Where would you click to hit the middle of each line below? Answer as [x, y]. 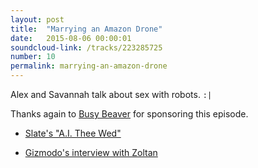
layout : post [37, 19]
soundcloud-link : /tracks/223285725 [86, 47]
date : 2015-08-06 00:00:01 [71, 38]
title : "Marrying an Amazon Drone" [86, 29]
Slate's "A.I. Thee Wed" [73, 133]
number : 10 [33, 57]
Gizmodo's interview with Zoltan [91, 152]
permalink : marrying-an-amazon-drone [89, 66]
